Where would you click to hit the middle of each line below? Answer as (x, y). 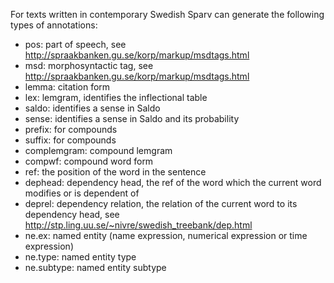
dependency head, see (72, 214)
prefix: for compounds (71, 129)
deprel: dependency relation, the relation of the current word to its (161, 203)
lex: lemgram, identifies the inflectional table (116, 97)
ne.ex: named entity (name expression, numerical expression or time (166, 235)
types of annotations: (54, 25)
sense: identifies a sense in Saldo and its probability (132, 118)
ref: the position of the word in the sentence (115, 172)
